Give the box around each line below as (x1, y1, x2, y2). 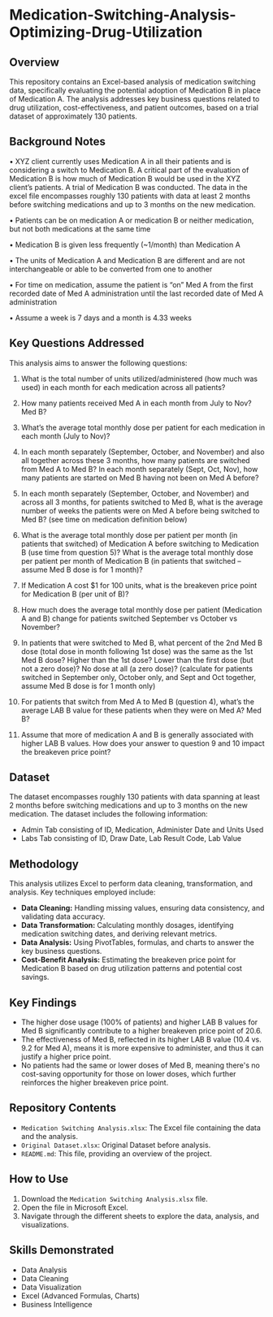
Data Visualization (20, 1282, 82, 1292)
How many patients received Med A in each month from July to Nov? (20, 398, 252, 408)
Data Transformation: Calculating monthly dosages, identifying (20, 921, 234, 930)
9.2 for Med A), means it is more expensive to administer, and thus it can (20, 1043, 264, 1053)
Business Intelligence (20, 1299, 93, 1309)
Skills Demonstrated (9, 1243, 115, 1257)
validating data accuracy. (20, 912, 106, 921)
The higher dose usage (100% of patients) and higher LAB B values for (20, 1017, 258, 1027)
